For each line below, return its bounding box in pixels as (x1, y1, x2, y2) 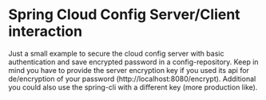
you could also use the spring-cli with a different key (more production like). (8, 82, 258, 92)
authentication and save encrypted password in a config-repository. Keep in (8, 57, 259, 67)
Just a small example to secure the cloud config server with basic (8, 48, 224, 58)
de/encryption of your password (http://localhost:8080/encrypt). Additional (8, 74, 256, 83)
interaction (8, 22, 82, 40)
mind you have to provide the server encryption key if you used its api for (8, 65, 250, 75)
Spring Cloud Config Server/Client (8, 6, 241, 24)
